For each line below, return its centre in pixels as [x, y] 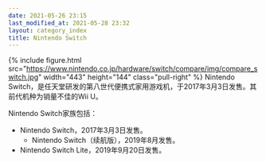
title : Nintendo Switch [48, 38]
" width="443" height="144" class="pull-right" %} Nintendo [137, 77]
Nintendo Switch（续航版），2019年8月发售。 [106, 141]
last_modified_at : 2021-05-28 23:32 [69, 23]
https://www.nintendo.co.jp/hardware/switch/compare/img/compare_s [142, 69]
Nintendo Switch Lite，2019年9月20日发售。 [92, 150]
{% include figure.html [45, 60]
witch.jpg [23, 77]
